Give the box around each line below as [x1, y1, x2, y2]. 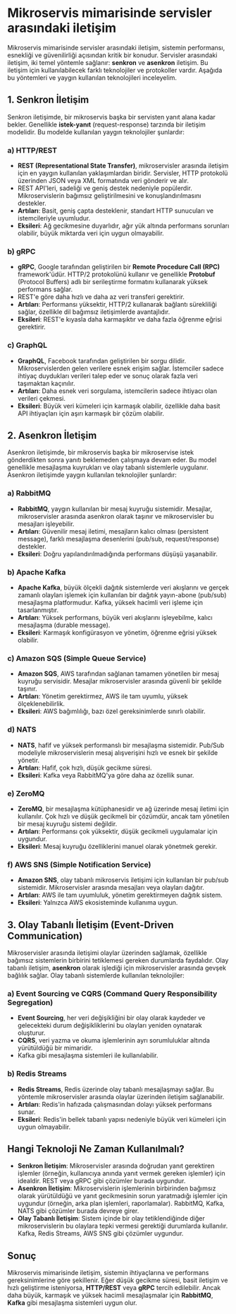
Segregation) [7, 997, 54, 1007]
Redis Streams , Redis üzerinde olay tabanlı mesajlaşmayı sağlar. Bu [17, 1085, 214, 1093]
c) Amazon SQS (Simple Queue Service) [7, 653, 147, 663]
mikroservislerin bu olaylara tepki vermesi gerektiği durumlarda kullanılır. [17, 1221, 228, 1231]
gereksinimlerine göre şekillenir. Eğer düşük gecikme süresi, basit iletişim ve [7, 1276, 228, 1284]
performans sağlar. [17, 285, 73, 294]
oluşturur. [17, 1028, 46, 1037]
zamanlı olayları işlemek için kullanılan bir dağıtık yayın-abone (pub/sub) [17, 591, 227, 599]
